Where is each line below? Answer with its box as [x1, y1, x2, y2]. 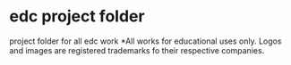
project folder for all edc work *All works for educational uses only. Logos [9, 36, 282, 46]
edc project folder [9, 6, 145, 27]
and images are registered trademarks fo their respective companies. [9, 45, 265, 55]
